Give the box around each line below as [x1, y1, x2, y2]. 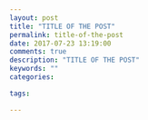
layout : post [9, 13, 59, 23]
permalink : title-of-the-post [9, 30, 124, 39]
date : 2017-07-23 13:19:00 [9, 38, 112, 48]
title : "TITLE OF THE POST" [9, 22, 116, 31]
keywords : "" [9, 65, 59, 74]
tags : [9, 88, 30, 98]
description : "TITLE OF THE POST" [9, 55, 141, 65]
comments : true [9, 47, 67, 56]
